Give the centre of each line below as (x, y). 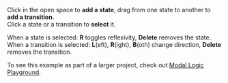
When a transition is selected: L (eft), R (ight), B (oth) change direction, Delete (114, 45)
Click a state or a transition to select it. (61, 24)
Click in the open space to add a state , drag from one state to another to (109, 10)
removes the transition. (40, 52)
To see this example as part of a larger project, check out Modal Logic (105, 65)
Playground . (24, 72)
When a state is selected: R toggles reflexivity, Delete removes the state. (109, 37)
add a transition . (31, 17)
